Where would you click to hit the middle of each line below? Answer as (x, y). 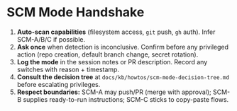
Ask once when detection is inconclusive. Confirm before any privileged (122, 47)
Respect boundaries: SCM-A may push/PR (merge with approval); (114, 92)
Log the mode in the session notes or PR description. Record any (112, 62)
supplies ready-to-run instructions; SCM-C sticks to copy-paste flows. (126, 99)
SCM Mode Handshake (76, 12)
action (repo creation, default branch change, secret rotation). (108, 54)
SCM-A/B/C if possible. (51, 39)
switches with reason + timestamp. (68, 69)
